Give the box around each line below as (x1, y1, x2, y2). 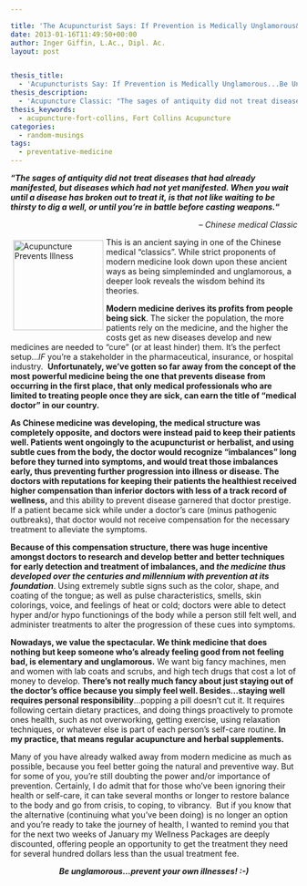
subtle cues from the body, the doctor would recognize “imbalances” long (10, 447, 297, 457)
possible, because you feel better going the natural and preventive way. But (10, 761, 294, 771)
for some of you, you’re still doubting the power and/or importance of (10, 771, 271, 781)
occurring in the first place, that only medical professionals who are (10, 380, 272, 391)
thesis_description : (10, 88, 89, 98)
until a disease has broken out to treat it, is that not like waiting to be (10, 192, 276, 202)
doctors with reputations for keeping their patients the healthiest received (10, 476, 297, 486)
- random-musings (18, 130, 85, 139)
